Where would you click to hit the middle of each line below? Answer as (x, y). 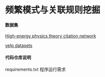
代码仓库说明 (18, 57)
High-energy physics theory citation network (51, 36)
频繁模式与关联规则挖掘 (53, 10)
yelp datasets (19, 46)
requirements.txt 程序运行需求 (35, 69)
